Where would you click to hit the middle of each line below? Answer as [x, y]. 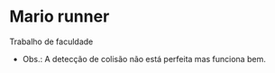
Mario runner [60, 17]
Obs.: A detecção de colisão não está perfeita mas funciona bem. [144, 59]
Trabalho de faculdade [51, 41]
